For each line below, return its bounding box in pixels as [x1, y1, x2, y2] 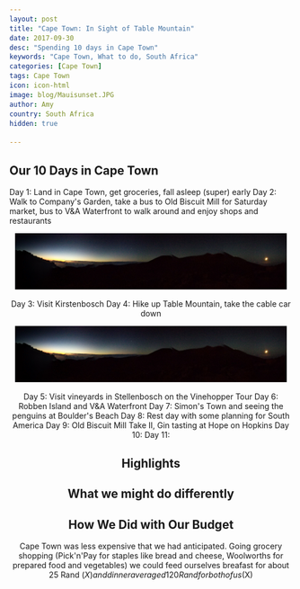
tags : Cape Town [9, 72, 70, 81]
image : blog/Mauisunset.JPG [9, 90, 115, 99]
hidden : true [9, 119, 58, 128]
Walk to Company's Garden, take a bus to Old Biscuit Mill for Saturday [9, 196, 268, 207]
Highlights [120, 455, 181, 471]
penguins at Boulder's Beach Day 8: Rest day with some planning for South [12, 410, 290, 422]
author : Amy [9, 100, 54, 109]
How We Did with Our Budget [67, 517, 234, 532]
